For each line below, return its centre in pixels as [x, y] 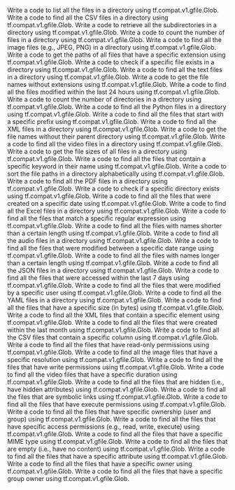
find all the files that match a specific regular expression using [97, 218]
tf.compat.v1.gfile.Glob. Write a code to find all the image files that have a [113, 352]
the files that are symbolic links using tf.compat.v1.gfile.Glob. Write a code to [117, 397]
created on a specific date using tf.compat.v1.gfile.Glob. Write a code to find [117, 203]
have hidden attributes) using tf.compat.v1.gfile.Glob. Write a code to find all [116, 389]
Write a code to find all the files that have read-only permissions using [108, 345]
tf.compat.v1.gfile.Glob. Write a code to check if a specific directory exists [114, 189]
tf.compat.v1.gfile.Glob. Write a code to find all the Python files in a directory [117, 107]
